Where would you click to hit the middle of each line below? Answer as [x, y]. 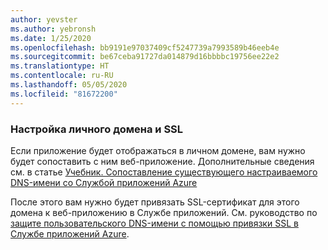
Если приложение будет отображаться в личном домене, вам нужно [158, 150]
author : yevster [44, 19]
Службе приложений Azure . [70, 233]
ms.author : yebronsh [53, 29]
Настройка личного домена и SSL [97, 129]
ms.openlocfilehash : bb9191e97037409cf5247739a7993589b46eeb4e [145, 47]
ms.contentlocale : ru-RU [62, 76]
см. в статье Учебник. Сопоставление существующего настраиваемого [164, 172]
